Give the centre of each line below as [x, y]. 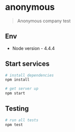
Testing [17, 109]
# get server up [22, 89]
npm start [15, 93]
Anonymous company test [44, 21]
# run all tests [22, 120]
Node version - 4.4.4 [34, 48]
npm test [14, 125]
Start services [27, 64]
